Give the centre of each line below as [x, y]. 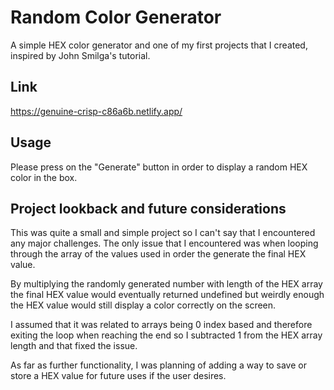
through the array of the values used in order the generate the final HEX [158, 254]
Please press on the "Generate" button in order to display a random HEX [159, 167]
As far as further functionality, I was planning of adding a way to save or [158, 365]
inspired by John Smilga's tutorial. [80, 55]
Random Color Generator [116, 17]
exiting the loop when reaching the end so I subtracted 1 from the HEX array [166, 335]
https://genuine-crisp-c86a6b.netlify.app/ [96, 111]
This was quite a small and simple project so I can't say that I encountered [163, 233]
